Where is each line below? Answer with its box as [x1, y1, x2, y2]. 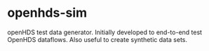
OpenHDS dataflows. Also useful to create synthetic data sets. [7, 35, 188, 43]
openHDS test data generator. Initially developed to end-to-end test [7, 28, 202, 36]
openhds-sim [7, 5, 88, 21]
